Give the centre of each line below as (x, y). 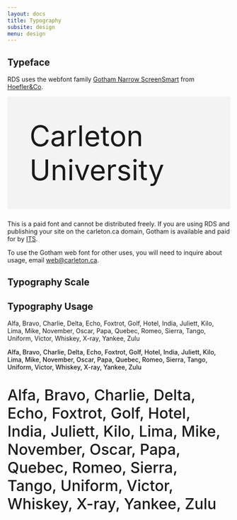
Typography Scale (48, 283)
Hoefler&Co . (25, 87)
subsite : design (31, 27)
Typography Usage (50, 306)
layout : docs (27, 14)
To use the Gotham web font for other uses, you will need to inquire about (115, 253)
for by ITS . (23, 239)
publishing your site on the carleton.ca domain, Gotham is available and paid (118, 231)
